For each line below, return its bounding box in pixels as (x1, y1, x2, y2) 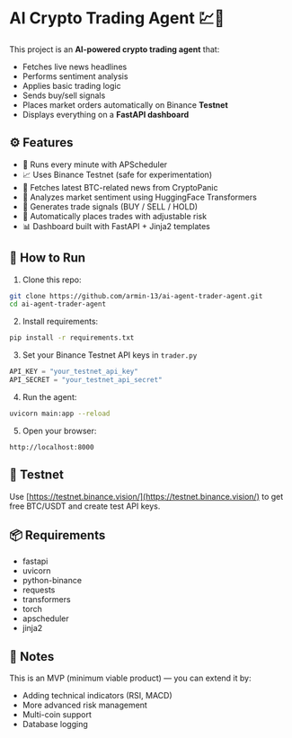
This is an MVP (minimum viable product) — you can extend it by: (9, 672, 252, 684)
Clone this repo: (22, 274, 82, 285)
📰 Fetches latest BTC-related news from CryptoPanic (22, 182, 218, 192)
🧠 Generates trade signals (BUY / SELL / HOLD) (22, 200, 199, 212)
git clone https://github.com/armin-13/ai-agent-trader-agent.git (9, 291, 263, 300)
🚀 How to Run (9, 250, 86, 266)
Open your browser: (22, 425, 97, 436)
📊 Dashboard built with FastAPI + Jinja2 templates (22, 220, 211, 231)
